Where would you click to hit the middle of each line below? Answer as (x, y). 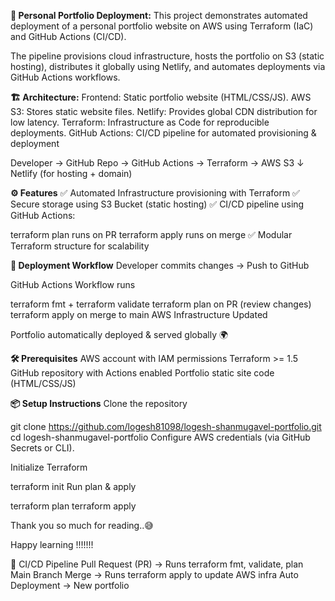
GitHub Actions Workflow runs (73, 284)
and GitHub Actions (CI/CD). (68, 36)
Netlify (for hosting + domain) (71, 173)
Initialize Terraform (49, 467)
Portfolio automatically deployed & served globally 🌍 (119, 334)
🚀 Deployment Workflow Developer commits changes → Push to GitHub (160, 265)
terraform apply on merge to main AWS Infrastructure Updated (139, 314)
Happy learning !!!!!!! (52, 544)
